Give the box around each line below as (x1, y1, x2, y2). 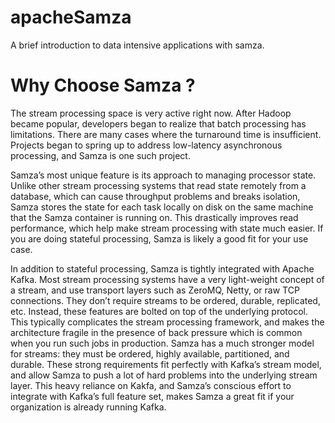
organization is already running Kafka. (10, 401, 167, 413)
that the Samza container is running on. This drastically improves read (10, 211, 299, 223)
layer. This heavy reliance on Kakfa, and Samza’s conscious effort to (10, 379, 292, 391)
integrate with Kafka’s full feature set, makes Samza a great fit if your (10, 390, 295, 402)
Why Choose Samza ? (10, 74, 196, 97)
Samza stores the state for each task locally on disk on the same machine (10, 201, 314, 213)
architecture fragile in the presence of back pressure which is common (10, 326, 303, 338)
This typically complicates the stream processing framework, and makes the (10, 316, 325, 328)
